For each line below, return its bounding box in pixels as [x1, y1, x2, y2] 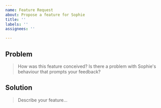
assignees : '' [5, 26, 36, 32]
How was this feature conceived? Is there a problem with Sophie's [17, 63, 156, 69]
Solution [5, 84, 33, 92]
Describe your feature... [17, 97, 68, 103]
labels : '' [5, 21, 28, 27]
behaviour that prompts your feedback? [17, 68, 101, 74]
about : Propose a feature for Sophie [5, 12, 85, 17]
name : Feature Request [5, 7, 53, 13]
